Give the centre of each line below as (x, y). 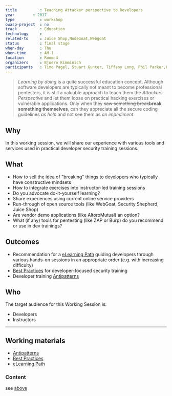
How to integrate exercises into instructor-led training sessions (79, 187)
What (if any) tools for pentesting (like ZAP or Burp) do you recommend (88, 220)
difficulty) (23, 265)
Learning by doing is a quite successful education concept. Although (91, 82)
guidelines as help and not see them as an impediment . (76, 114)
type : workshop (34, 19)
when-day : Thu (28, 48)
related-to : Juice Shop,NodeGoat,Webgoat (56, 39)
